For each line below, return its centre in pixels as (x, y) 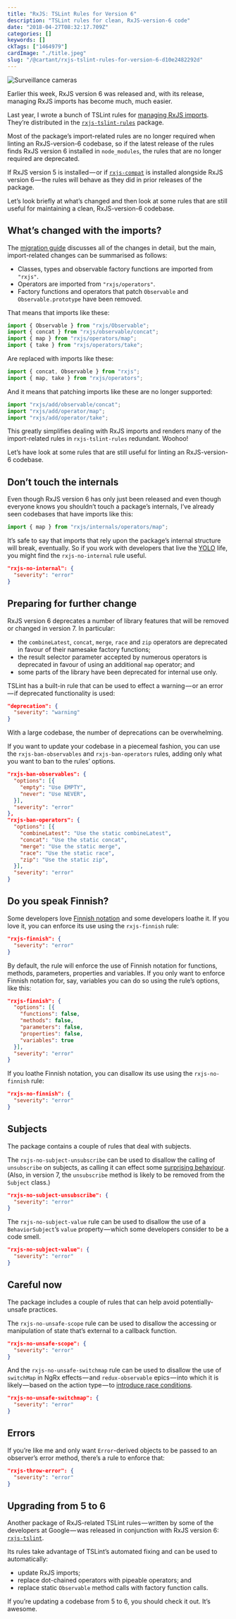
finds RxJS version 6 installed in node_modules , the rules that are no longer (114, 151)
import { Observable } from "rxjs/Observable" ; (79, 326)
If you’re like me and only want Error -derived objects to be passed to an (112, 1450)
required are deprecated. (43, 158)
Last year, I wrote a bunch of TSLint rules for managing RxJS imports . (108, 114)
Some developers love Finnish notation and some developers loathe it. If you (118, 918)
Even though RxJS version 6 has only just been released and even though (114, 499)
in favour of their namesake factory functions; (84, 649)
